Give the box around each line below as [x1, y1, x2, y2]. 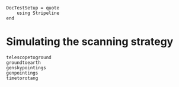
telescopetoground [6, 54, 52, 60]
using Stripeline [17, 10, 60, 16]
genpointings [6, 70, 39, 76]
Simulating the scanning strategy [6, 35, 174, 49]
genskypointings [6, 65, 46, 70]
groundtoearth [6, 59, 41, 66]
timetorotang [6, 75, 39, 81]
